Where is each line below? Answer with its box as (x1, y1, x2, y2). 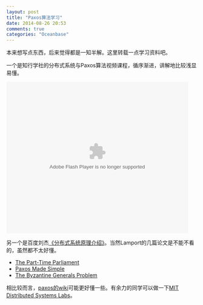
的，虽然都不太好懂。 (6, 247, 59, 254)
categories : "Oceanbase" (6, 32, 69, 38)
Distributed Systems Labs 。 (6, 292, 76, 299)
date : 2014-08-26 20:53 (6, 20, 67, 26)
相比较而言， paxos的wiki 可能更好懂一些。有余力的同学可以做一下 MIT (6, 284, 179, 292)
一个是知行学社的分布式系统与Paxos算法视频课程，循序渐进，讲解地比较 (6, 62, 186, 69)
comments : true (6, 25, 45, 32)
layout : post (6, 8, 39, 15)
